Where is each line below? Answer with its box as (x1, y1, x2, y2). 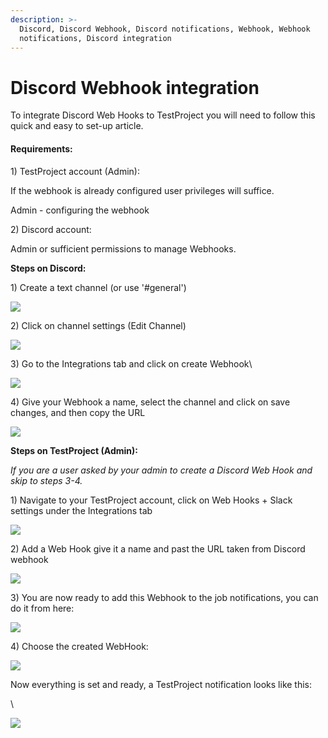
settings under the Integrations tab (10, 504, 153, 516)
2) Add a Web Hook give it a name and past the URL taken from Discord (10, 542, 306, 555)
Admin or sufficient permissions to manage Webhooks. (10, 242, 237, 255)
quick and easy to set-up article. (10, 120, 144, 132)
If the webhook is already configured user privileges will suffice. (10, 184, 275, 196)
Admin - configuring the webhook (10, 204, 150, 216)
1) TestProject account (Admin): (10, 165, 140, 177)
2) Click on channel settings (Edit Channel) (10, 319, 187, 331)
